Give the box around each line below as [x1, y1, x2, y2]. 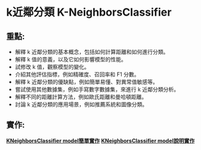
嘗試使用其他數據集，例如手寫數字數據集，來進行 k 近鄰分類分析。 [14, 86, 179, 93]
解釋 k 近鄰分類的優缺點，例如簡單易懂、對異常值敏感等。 [14, 79, 158, 85]
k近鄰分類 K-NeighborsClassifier [6, 5, 172, 19]
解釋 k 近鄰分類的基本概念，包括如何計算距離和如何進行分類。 [14, 49, 169, 55]
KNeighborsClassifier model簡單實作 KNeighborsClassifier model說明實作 [6, 137, 195, 144]
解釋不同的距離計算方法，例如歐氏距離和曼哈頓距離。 [14, 94, 147, 100]
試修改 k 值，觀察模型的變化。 [14, 64, 90, 70]
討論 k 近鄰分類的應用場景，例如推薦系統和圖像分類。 [14, 101, 148, 108]
